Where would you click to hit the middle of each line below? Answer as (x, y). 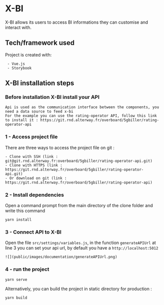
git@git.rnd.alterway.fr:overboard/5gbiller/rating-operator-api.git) (79, 161)
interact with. (18, 27)
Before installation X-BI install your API (52, 97)
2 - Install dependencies (35, 195)
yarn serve (16, 279)
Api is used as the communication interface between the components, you (82, 107)
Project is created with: (28, 55)
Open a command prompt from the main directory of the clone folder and (79, 206)
